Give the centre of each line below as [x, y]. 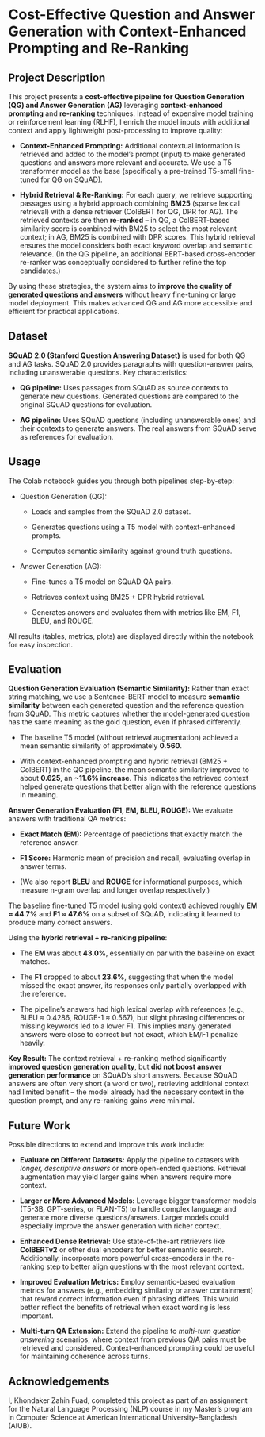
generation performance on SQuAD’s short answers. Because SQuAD [123, 1075]
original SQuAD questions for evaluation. [86, 404]
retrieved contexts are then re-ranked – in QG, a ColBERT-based [125, 220]
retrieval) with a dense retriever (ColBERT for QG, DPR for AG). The [129, 211]
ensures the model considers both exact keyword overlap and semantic [136, 245]
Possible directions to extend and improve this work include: [106, 1145]
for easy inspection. [41, 644]
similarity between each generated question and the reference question [126, 705]
